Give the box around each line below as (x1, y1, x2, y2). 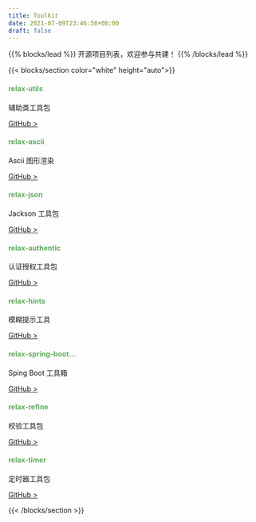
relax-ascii (8, 137, 45, 146)
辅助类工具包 (8, 102, 50, 112)
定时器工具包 (8, 474, 50, 484)
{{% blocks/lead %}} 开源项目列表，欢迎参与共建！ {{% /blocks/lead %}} (8, 50, 249, 59)
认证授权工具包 (8, 261, 57, 272)
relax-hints (8, 296, 46, 305)
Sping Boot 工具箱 (8, 368, 68, 377)
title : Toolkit (8, 11, 59, 20)
